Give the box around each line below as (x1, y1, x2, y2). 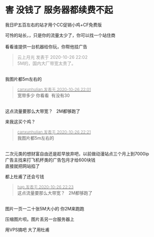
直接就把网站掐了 (5, 163, 40, 169)
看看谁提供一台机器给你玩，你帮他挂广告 (5, 43, 87, 49)
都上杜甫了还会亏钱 (5, 173, 44, 179)
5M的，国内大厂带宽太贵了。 (17, 60, 76, 66)
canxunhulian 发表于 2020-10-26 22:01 (17, 86, 91, 92)
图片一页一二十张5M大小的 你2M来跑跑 (5, 205, 85, 211)
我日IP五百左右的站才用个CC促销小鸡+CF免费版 (5, 22, 102, 28)
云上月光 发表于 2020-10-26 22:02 (17, 54, 88, 60)
